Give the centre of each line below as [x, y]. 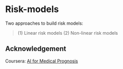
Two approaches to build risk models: [44, 23]
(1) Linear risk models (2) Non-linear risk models [68, 33]
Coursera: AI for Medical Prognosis [42, 61]
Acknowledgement [36, 49]
